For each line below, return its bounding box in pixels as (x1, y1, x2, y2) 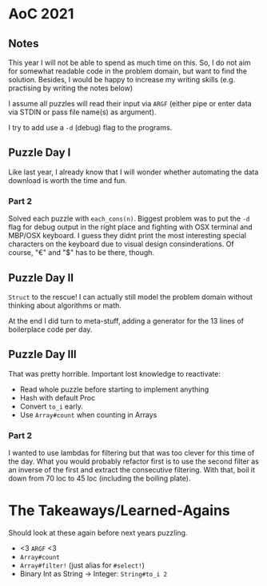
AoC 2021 (8, 5, 74, 23)
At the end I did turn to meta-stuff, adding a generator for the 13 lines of (8, 316, 245, 325)
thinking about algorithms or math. (8, 301, 122, 310)
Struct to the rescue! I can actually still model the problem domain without (8, 292, 253, 301)
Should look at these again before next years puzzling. (8, 528, 188, 537)
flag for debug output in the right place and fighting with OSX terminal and (8, 222, 253, 232)
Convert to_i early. (19, 401, 84, 411)
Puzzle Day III (8, 348, 78, 361)
